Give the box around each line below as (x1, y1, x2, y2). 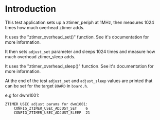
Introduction (5, 3, 56, 15)
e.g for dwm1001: (5, 92, 39, 98)
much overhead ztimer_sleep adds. (5, 53, 75, 59)
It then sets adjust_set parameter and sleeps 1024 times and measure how (5, 49, 156, 54)
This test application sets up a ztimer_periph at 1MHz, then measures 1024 (5, 19, 154, 25)
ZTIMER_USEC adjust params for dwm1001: (5, 102, 89, 106)
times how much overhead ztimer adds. (5, 24, 85, 30)
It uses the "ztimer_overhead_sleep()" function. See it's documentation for (5, 63, 154, 69)
